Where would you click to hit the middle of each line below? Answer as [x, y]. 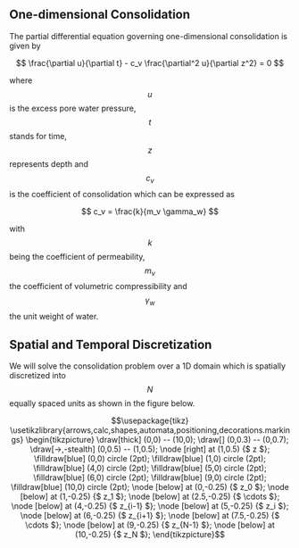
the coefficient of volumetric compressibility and [98, 286]
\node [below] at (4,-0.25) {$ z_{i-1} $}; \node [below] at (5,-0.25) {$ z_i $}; [150, 506]
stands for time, [38, 136]
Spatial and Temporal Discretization [111, 344]
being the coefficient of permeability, [77, 256]
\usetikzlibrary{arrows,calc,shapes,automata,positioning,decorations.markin [150, 430]
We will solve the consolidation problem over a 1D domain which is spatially [148, 366]
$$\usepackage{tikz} [150, 421]
